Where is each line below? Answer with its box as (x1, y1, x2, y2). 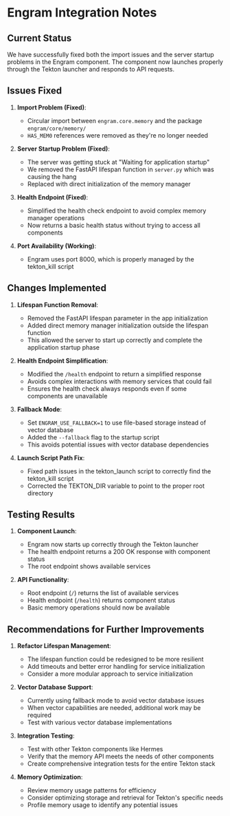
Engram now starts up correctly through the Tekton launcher (27, 540, 199, 548)
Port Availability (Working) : (16, 241, 97, 250)
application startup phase (27, 343, 100, 352)
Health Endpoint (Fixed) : (16, 193, 89, 201)
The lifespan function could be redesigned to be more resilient (27, 655, 204, 663)
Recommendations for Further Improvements (7, 623, 205, 635)
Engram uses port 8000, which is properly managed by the (27, 255, 194, 263)
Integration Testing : (16, 731, 75, 740)
